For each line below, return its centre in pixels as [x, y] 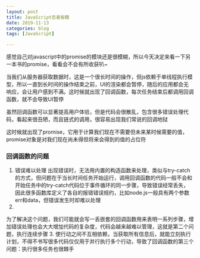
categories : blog [28, 28]
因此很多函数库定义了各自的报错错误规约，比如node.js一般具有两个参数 [102, 193]
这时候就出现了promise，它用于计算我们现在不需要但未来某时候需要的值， [97, 132]
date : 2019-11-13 [28, 23]
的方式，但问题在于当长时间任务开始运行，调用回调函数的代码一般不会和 [103, 178]
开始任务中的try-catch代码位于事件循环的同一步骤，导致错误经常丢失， [102, 185]
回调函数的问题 [28, 157]
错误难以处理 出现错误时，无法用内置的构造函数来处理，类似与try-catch [102, 170]
